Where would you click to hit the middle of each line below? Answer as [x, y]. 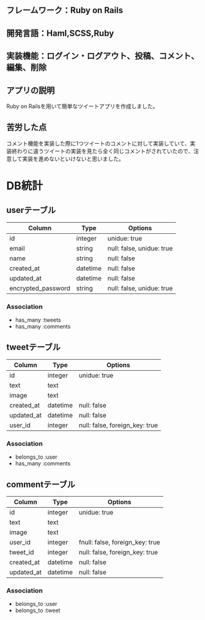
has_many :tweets [38, 320]
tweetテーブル [34, 347]
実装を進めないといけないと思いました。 [73, 158]
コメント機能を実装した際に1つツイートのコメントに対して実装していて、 [98, 143]
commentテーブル [41, 484]
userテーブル [31, 210]
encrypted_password [40, 288]
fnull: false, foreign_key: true [119, 543]
